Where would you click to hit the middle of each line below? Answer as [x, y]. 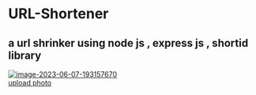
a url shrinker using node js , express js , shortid [128, 43]
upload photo [30, 83]
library [25, 55]
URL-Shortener [58, 14]
